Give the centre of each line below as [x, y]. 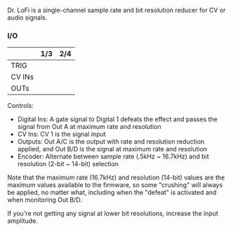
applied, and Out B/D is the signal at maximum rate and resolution [112, 149]
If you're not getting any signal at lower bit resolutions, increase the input [113, 214]
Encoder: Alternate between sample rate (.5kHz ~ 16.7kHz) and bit [113, 156]
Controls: [20, 106]
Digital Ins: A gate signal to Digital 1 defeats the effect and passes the [117, 119]
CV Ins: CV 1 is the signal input [62, 134]
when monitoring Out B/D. [45, 200]
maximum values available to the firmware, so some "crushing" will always [115, 185]
